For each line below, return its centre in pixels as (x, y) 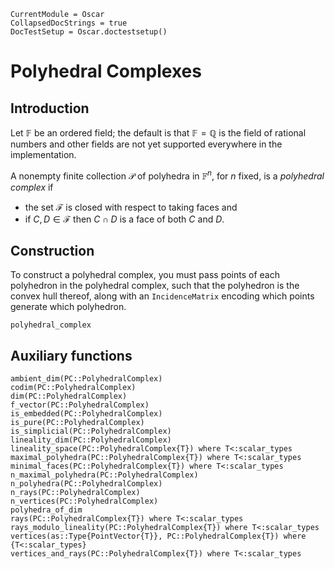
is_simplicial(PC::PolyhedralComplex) (91, 431)
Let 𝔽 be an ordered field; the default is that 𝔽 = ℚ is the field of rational (158, 133)
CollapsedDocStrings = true (69, 23)
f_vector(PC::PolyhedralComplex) (80, 405)
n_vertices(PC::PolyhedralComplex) (84, 501)
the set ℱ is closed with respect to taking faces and (131, 207)
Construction (52, 251)
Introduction (50, 108)
